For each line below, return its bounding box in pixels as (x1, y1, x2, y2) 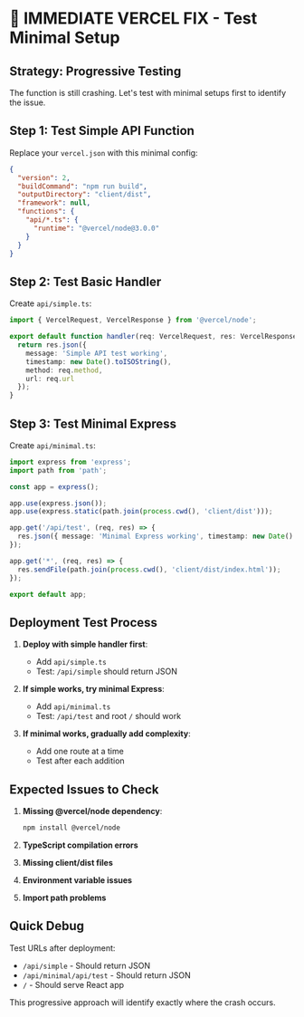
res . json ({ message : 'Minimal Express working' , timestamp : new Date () (17, 532, 294, 542)
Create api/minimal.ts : (9, 439, 97, 451)
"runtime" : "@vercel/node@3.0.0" (33, 224, 160, 233)
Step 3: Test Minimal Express (9, 416, 177, 431)
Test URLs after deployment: (9, 942, 116, 954)
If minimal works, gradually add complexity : (22, 728, 192, 739)
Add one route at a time (35, 746, 124, 757)
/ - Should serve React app (22, 979, 125, 990)
